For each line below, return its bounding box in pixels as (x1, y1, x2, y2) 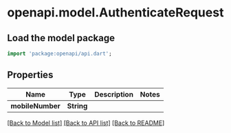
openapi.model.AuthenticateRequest (7, 5, 224, 21)
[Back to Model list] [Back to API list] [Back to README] (7, 119, 165, 127)
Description (93, 89, 134, 99)
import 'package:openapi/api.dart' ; (7, 50, 112, 57)
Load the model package (7, 32, 115, 44)
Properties (7, 69, 54, 81)
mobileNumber (10, 101, 60, 110)
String (67, 101, 88, 110)
